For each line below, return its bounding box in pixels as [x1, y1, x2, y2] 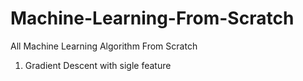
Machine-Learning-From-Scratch [10, 7, 295, 30]
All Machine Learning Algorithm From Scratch [10, 40, 198, 52]
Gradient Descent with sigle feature [24, 59, 172, 71]
